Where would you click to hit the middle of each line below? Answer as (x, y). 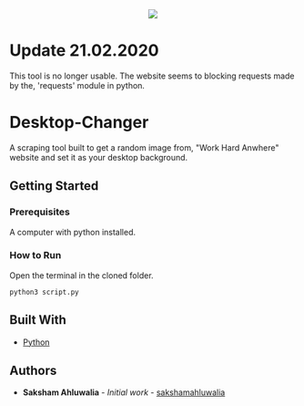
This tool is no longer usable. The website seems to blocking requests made (152, 76)
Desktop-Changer (79, 123)
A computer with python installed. (73, 232)
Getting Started (54, 186)
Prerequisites (40, 212)
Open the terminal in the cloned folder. (81, 275)
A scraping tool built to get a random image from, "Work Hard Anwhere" (144, 147)
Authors (33, 371)
